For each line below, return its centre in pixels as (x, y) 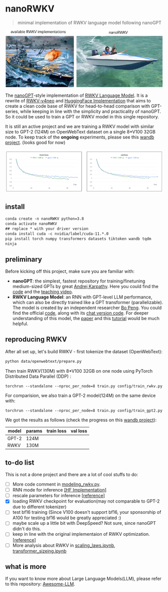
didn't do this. (27, 529)
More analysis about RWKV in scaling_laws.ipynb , (64, 545)
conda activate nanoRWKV (31, 224)
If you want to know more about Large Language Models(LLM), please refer (83, 579)
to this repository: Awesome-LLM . (40, 584)
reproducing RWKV (36, 339)
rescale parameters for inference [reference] (59, 496)
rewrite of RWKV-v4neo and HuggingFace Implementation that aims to (78, 100)
